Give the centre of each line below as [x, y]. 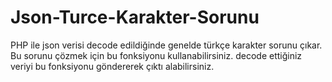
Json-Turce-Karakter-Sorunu [135, 17]
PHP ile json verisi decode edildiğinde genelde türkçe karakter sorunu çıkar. [166, 45]
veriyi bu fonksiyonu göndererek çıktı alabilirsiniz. [112, 66]
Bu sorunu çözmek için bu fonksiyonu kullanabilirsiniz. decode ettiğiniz [156, 55]
